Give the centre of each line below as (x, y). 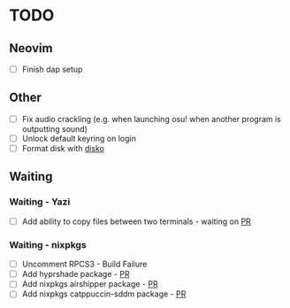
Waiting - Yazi (40, 202)
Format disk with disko (63, 148)
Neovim (31, 48)
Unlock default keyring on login (79, 138)
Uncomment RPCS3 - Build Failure (84, 264)
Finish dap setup (52, 69)
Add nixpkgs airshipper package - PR (90, 284)
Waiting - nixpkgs (48, 244)
